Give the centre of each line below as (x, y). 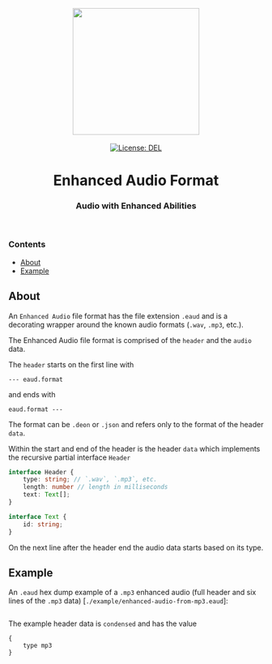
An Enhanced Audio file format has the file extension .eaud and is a (118, 315)
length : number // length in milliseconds (96, 487)
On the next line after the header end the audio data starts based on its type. (136, 547)
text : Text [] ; (47, 495)
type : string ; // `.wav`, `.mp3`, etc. (90, 480)
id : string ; (43, 524)
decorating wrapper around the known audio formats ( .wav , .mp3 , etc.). (126, 324)
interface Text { (38, 516)
